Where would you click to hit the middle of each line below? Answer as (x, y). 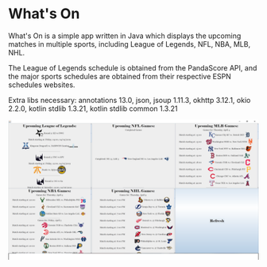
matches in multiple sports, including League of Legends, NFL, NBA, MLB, (130, 44)
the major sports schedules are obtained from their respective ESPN (120, 76)
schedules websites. (42, 85)
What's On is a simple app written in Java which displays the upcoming (125, 36)
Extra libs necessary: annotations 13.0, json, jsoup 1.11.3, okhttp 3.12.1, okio (130, 100)
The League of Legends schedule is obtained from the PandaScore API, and (133, 67)
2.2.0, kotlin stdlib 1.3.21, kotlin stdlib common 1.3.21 (93, 109)
